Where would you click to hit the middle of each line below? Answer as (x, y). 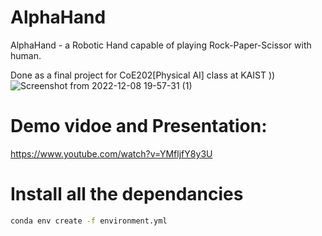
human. (26, 55)
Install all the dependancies (127, 194)
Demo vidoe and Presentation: (139, 126)
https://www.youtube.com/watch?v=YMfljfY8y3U (111, 153)
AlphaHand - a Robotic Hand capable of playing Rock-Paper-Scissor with (161, 45)
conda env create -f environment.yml (89, 221)
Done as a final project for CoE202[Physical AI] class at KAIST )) (143, 75)
